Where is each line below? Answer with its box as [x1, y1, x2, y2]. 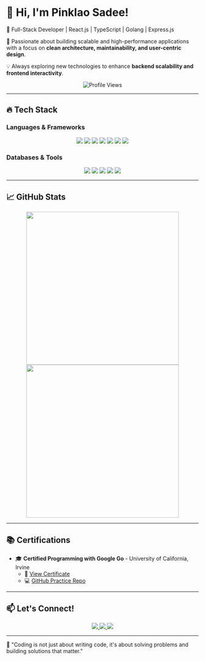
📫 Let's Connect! [6, 603, 74, 614]
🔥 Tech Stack [6, 105, 58, 115]
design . [6, 50, 26, 58]
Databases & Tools [6, 153, 63, 162]
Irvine [15, 563, 30, 571]
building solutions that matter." [6, 648, 84, 655]
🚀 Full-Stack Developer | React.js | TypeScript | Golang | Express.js [6, 26, 174, 33]
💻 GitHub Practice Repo [24, 577, 86, 584]
